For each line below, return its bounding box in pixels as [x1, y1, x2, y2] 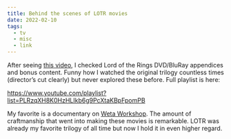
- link [13, 42, 32, 49]
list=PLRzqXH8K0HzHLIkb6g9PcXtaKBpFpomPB [7, 96, 146, 104]
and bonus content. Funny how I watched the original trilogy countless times [7, 68, 224, 76]
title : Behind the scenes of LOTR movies [7, 10, 128, 17]
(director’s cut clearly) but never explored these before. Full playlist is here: [7, 76, 221, 83]
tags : [7, 23, 23, 30]
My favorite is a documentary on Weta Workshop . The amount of [7, 109, 192, 118]
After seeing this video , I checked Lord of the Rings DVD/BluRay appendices [7, 61, 224, 69]
